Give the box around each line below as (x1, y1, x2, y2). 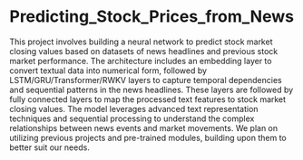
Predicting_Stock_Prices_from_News (9, 6, 295, 27)
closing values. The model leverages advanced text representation (9, 103, 259, 114)
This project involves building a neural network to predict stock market (9, 36, 273, 47)
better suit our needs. (9, 142, 91, 153)
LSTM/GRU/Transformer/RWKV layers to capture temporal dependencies (9, 74, 283, 85)
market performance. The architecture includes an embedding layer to (9, 55, 272, 66)
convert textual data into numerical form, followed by (9, 65, 207, 76)
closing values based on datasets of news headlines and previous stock (9, 45, 279, 56)
